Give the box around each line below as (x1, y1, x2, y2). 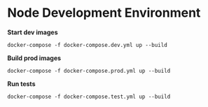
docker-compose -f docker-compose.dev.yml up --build (7, 41, 168, 48)
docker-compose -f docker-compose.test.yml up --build (7, 93, 171, 100)
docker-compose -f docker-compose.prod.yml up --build (7, 67, 171, 74)
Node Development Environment (7, 5, 201, 21)
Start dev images (7, 28, 58, 36)
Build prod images (7, 54, 62, 62)
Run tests (7, 79, 36, 88)
